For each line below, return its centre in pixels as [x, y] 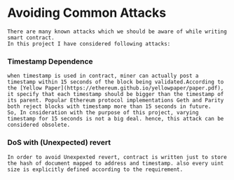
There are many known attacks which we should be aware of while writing [117, 32]
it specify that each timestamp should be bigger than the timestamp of [116, 95]
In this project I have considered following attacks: [89, 43]
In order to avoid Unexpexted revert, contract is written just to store [117, 157]
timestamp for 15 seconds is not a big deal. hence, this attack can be [116, 119]
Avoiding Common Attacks [87, 13]
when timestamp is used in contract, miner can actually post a [103, 76]
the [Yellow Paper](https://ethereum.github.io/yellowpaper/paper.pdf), [116, 88]
